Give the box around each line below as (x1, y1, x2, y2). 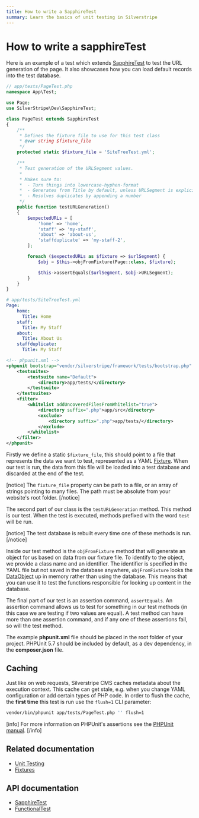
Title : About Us (21, 336, 62, 342)
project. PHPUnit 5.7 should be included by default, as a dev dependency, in (6, 640, 192, 648)
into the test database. (6, 72, 61, 79)
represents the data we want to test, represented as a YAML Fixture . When (6, 457, 188, 465)
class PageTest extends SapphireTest (6, 116, 99, 122)
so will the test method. (6, 622, 63, 630)
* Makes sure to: (19, 176, 62, 182)
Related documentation (6, 744, 95, 754)
